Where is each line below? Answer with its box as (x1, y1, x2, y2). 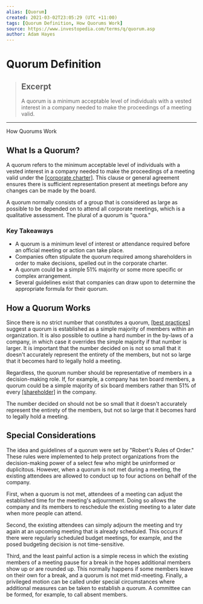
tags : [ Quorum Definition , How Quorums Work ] (6, 20, 123, 26)
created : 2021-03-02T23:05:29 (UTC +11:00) (6, 15, 118, 21)
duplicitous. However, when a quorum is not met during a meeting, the (6, 466, 181, 473)
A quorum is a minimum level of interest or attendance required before (14, 240, 190, 248)
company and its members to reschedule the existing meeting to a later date (6, 503, 196, 510)
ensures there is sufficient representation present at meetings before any (6, 180, 188, 187)
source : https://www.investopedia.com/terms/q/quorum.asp (6, 25, 155, 32)
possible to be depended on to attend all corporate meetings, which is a (6, 205, 185, 212)
